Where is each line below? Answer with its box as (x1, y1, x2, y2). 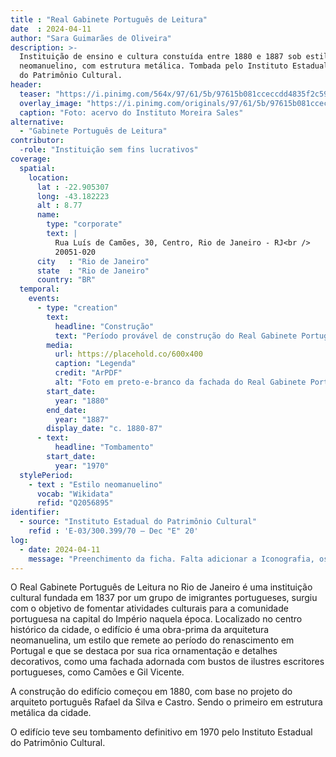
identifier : (10, 507, 60, 518)
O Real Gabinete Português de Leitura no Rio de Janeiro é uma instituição (10, 581, 313, 593)
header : (10, 80, 43, 90)
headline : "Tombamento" (54, 442, 155, 453)
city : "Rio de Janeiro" (36, 256, 150, 266)
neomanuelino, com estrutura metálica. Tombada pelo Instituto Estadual (19, 61, 329, 71)
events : (28, 294, 60, 304)
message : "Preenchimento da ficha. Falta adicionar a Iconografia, (28, 554, 315, 564)
